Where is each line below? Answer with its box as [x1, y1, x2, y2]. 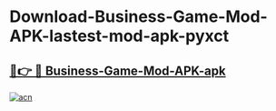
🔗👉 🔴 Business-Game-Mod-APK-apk [9, 63, 226, 78]
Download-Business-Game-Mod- [9, 6, 268, 27]
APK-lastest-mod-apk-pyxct [9, 25, 230, 46]
